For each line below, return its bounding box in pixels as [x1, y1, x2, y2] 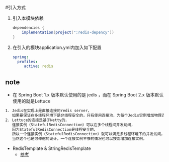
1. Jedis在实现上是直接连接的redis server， [5, 108, 92, 114]
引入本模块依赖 [12, 15, 44, 21]
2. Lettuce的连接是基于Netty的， [5, 118, 69, 123]
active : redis [24, 64, 54, 69]
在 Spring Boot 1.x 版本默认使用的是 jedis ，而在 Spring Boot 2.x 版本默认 [12, 92, 164, 98]
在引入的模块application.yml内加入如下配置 [12, 44, 102, 50]
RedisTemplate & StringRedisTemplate [12, 145, 92, 151]
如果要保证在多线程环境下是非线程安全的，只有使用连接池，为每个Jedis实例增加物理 [12, 113, 162, 118]
